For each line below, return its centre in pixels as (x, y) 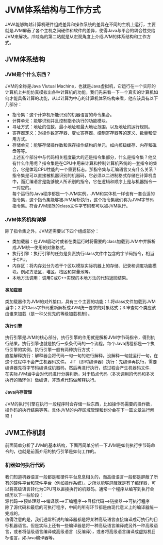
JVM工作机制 (25, 432)
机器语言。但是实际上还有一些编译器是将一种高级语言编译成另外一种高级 (81, 525)
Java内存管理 (19, 392)
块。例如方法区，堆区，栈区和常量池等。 (52, 272)
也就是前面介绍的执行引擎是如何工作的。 (58, 451)
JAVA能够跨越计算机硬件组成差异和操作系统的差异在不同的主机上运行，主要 (81, 24)
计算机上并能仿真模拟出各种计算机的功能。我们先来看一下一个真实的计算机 (79, 92)
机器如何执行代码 (25, 465)
